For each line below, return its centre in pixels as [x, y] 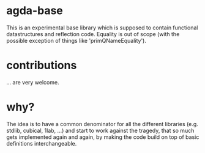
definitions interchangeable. [42, 143]
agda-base [35, 11]
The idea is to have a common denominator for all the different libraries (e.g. [102, 124]
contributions [42, 65]
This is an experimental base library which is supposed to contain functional [102, 28]
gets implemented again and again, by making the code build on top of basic [103, 137]
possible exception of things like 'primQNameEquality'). [76, 40]
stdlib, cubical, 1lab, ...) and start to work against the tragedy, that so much [100, 130]
